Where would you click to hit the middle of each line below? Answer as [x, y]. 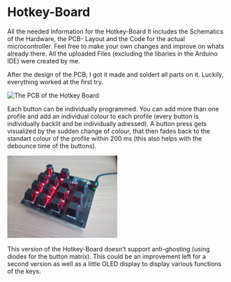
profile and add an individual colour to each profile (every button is [103, 116]
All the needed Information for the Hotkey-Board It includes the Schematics [115, 31]
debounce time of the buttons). [52, 146]
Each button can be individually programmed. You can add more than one [113, 109]
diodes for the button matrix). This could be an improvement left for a [107, 256]
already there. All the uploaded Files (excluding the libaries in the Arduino [113, 54]
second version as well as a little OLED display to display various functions [114, 264]
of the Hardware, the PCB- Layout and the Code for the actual [96, 38]
